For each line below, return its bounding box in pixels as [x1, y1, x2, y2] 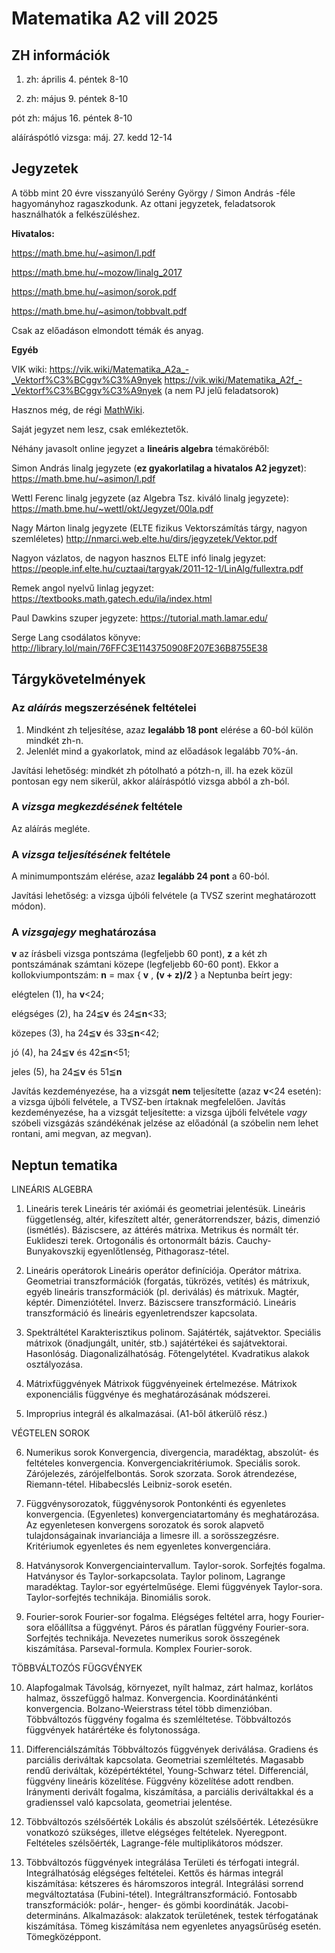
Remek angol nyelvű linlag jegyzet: [11, 582, 154, 594]
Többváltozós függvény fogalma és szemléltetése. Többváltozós [25, 1713, 292, 1726]
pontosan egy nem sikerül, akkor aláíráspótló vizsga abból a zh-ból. [11, 775, 290, 787]
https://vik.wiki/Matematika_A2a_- [49, 363, 190, 375]
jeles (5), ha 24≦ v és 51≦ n [11, 1066, 123, 1078]
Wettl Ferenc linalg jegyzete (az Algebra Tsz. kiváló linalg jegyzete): [11, 492, 289, 504]
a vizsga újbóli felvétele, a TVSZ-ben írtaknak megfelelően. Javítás [11, 1096, 286, 1108]
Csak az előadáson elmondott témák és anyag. [11, 324, 204, 336]
